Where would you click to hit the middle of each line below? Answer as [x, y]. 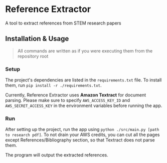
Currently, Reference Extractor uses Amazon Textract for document [76, 95]
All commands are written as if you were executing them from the [85, 50]
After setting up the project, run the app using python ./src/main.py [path [82, 129]
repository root [33, 56]
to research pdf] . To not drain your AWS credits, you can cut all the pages [82, 135]
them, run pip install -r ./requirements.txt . [53, 85]
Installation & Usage [37, 39]
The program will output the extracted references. [57, 155]
